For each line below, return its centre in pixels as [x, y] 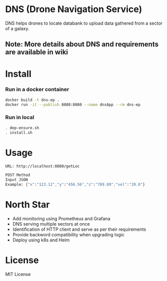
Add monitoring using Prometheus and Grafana [61, 218]
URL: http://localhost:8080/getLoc [43, 166]
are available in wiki [37, 52]
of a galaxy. [17, 28]
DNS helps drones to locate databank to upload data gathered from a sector [84, 23]
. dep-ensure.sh [22, 128]
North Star [28, 205]
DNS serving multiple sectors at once [51, 224]
